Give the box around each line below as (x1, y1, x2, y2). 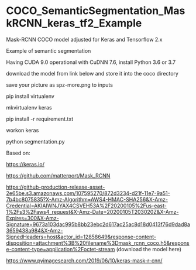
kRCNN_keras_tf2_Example (6, 16, 142, 30)
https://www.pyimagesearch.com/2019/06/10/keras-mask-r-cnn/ (6, 257, 163, 264)
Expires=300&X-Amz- (6, 214, 60, 221)
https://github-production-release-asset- (6, 183, 105, 190)
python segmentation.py (6, 138, 66, 145)
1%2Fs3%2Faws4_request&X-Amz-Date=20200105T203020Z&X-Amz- (6, 208, 179, 215)
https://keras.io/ (6, 160, 45, 168)
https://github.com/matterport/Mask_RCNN (6, 172, 111, 179)
